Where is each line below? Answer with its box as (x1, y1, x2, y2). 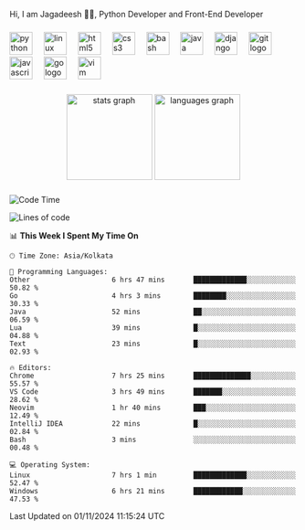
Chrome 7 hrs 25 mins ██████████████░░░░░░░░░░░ (9, 371, 297, 380)
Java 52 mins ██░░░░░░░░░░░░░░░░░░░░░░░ (9, 307, 297, 316)
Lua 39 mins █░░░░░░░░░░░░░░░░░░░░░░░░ (9, 323, 297, 333)
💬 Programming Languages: (9, 267, 108, 276)
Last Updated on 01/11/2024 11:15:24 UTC (9, 510, 165, 521)
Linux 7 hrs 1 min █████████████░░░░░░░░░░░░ (9, 471, 297, 480)
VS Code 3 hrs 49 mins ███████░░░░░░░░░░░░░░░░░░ (9, 387, 297, 397)
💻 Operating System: (9, 460, 91, 470)
